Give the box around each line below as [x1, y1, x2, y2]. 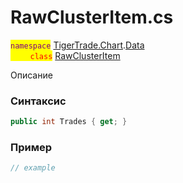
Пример [10, 141, 53, 155]
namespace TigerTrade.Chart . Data [10, 39, 145, 51]
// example [10, 163, 56, 173]
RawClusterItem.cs [10, 6, 174, 29]
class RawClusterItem [29, 49, 121, 61]
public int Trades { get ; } [10, 117, 128, 127]
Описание [10, 69, 53, 81]
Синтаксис [10, 94, 67, 108]
